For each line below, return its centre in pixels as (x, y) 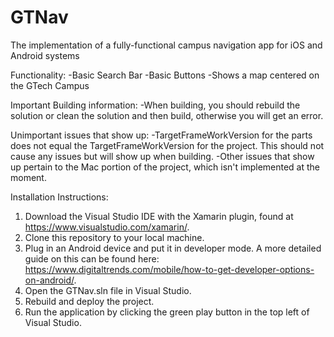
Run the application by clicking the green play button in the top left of (167, 312)
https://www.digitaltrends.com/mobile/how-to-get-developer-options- (169, 269)
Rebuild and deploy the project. (89, 301)
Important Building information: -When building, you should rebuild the (155, 105)
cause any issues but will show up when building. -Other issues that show (162, 156)
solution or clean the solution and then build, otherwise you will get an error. (167, 115)
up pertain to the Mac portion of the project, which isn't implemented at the (165, 167)
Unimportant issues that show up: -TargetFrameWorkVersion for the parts (161, 135)
